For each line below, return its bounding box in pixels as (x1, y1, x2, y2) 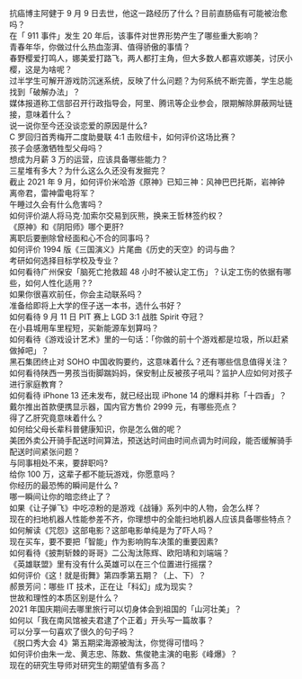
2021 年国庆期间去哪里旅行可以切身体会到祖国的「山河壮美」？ (9, 603, 243, 614)
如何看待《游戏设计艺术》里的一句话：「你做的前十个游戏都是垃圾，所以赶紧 (9, 334, 289, 344)
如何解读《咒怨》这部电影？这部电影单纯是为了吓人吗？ (9, 525, 214, 535)
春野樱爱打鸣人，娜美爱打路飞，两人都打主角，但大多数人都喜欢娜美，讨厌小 (9, 53, 293, 63)
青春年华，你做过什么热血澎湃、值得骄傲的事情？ (9, 41, 191, 52)
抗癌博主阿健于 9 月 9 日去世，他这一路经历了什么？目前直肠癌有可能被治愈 (9, 8, 289, 18)
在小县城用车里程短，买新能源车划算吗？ (9, 323, 159, 333)
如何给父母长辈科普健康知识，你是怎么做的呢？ (9, 424, 182, 434)
